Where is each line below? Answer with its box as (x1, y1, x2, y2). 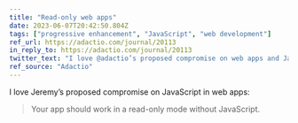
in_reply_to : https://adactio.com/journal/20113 (9, 46, 192, 55)
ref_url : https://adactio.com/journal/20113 (9, 37, 176, 47)
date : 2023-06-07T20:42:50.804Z (9, 21, 129, 30)
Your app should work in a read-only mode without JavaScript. (30, 104, 261, 114)
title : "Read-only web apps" (9, 12, 117, 22)
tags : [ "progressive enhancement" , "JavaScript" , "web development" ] (9, 29, 272, 38)
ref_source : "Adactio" (9, 63, 93, 72)
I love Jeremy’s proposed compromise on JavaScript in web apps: (9, 86, 250, 97)
